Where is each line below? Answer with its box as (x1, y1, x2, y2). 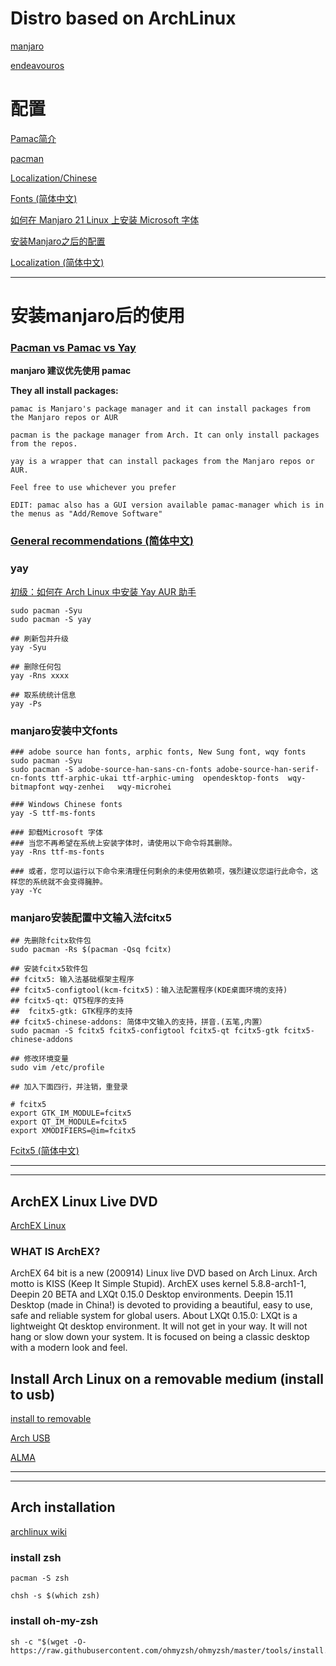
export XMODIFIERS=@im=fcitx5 (10, 1126, 137, 1136)
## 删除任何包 (10, 662, 62, 672)
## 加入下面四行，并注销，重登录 (10, 1082, 128, 1092)
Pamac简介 (10, 132, 57, 144)
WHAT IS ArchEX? (10, 1244, 101, 1258)
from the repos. (10, 439, 78, 449)
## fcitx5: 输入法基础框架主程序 (10, 975, 135, 985)
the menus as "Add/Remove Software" (10, 509, 163, 519)
